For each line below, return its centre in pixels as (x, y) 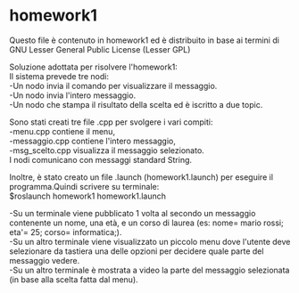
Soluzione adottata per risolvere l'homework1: (94, 67)
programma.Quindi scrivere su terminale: (84, 186)
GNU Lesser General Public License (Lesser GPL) (100, 49)
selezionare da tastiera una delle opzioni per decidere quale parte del (137, 251)
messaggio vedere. (45, 260)
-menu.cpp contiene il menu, (62, 131)
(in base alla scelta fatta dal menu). (74, 279)
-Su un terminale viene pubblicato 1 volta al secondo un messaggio (133, 213)
